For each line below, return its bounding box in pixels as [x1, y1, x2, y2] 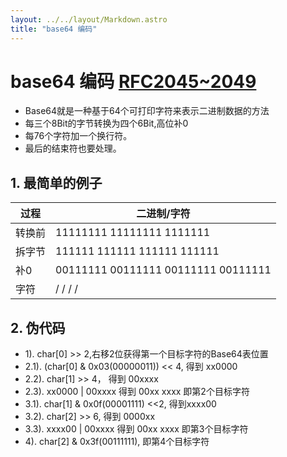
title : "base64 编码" [10, 24, 98, 34]
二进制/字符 [136, 207, 191, 221]
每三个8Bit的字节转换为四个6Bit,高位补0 [24, 117, 189, 130]
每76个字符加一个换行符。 [24, 130, 133, 142]
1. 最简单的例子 [10, 174, 103, 191]
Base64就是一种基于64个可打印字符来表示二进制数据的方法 [24, 105, 270, 117]
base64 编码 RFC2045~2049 [10, 70, 257, 93]
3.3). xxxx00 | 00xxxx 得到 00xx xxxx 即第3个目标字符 [24, 423, 249, 435]
